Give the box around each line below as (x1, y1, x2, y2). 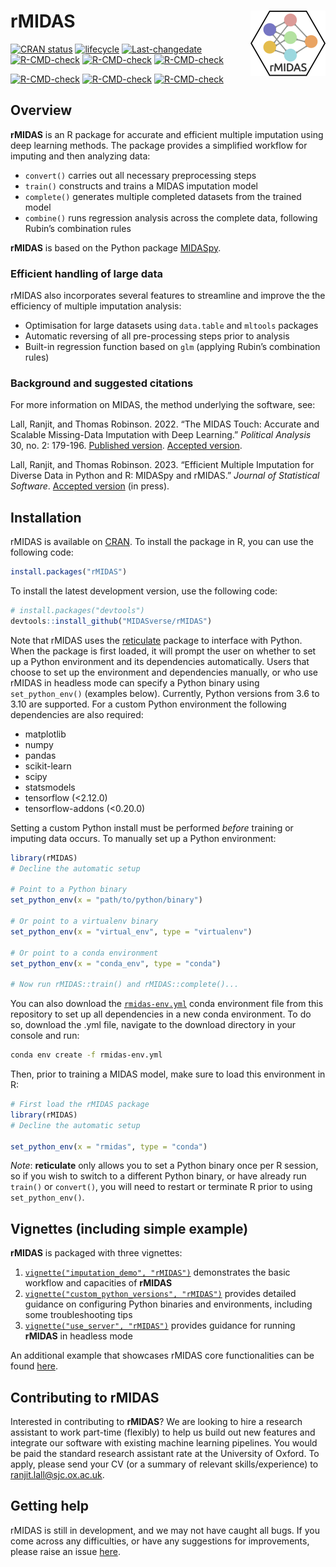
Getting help (10, 1498, 89, 1515)
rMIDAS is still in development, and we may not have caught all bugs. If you (10, 1524, 320, 1536)
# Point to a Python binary (10, 885, 128, 895)
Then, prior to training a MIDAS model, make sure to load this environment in (10, 1068, 326, 1080)
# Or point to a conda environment (10, 948, 159, 958)
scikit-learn (24, 760, 72, 772)
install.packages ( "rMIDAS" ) (10, 567, 128, 577)
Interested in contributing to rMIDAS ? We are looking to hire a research (10, 1416, 303, 1428)
